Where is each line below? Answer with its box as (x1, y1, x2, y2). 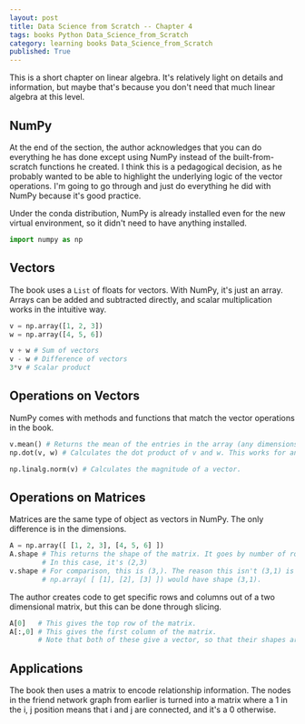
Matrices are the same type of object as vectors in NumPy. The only (9, 514, 264, 525)
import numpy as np (9, 235, 84, 244)
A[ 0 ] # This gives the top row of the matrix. (9, 618, 197, 628)
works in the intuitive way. (9, 304, 107, 315)
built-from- (232, 151, 275, 162)
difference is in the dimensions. (9, 524, 127, 535)
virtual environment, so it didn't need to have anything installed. (9, 217, 248, 228)
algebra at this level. (9, 92, 85, 103)
